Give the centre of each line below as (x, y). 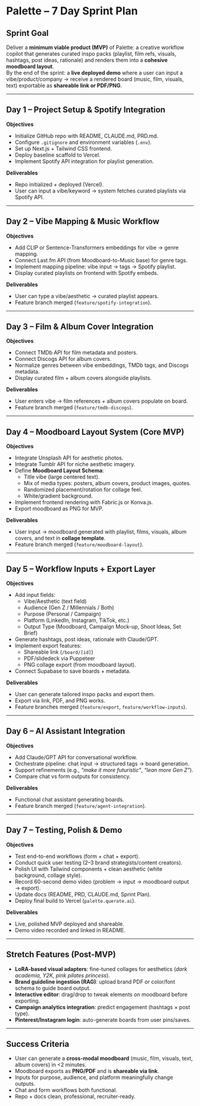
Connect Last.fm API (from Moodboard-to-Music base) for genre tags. (101, 260)
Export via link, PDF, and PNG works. (60, 701)
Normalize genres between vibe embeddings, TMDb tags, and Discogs (102, 365)
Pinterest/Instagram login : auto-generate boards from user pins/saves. (103, 1019)
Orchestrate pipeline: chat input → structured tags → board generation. (102, 764)
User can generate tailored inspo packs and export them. (85, 694)
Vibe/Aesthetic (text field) (55, 601)
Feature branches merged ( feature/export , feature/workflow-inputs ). (101, 707)
